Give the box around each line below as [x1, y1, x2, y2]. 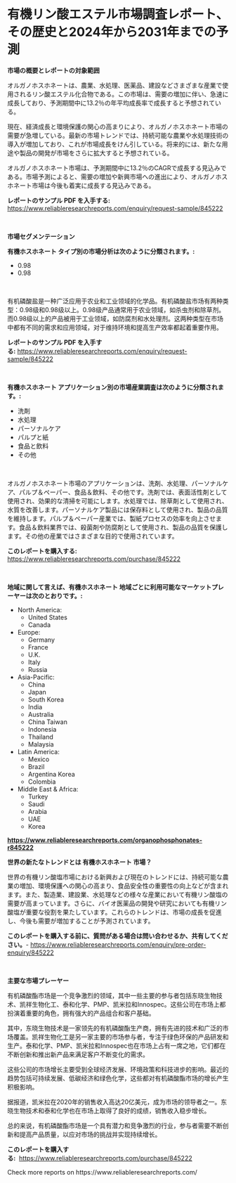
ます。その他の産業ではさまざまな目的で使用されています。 [7, 531, 178, 540]
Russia [27, 665, 48, 673]
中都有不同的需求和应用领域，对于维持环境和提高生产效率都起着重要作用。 [7, 323, 223, 331]
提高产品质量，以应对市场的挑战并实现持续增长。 [19, 1130, 162, 1139]
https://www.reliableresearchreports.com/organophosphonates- [7, 836, 202, 844]
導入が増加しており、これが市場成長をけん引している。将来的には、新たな [7, 140, 223, 148]
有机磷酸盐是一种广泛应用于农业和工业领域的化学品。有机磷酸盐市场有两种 [7, 297, 223, 305]
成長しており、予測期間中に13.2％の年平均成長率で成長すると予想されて [7, 98, 216, 107]
